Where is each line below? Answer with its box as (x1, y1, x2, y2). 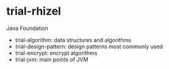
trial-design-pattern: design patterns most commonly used (15, 43, 164, 50)
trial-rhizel (6, 4, 61, 18)
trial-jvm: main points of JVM (15, 56, 88, 63)
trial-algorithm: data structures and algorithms (15, 36, 131, 43)
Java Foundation (6, 24, 48, 32)
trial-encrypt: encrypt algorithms (15, 49, 98, 56)
